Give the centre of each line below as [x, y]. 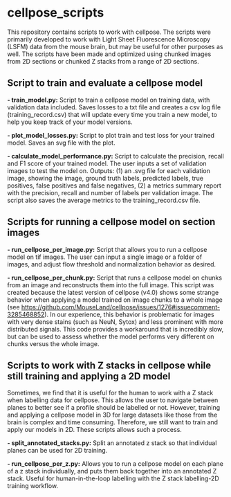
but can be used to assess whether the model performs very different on [111, 336]
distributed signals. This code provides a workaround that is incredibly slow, [115, 329]
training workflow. [33, 486]
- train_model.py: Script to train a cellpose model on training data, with [109, 100]
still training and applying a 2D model [89, 376]
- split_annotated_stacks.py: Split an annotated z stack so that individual [112, 443]
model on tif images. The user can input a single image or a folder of [105, 257]
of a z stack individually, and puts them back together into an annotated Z [112, 471]
